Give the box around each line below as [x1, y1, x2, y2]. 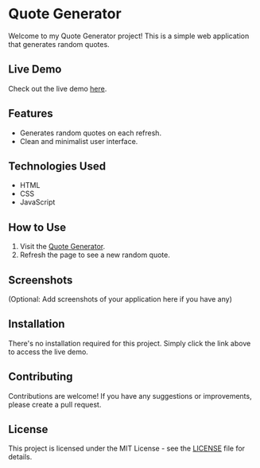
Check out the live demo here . [8, 84, 107, 93]
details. [8, 452, 33, 462]
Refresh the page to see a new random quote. [19, 250, 171, 259]
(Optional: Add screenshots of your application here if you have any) [8, 294, 233, 303]
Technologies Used [8, 159, 106, 173]
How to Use [8, 220, 67, 234]
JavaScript [19, 197, 56, 207]
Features [8, 107, 53, 120]
